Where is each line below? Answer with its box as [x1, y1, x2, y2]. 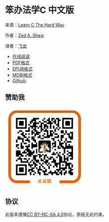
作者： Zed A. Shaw [5, 32, 44, 38]
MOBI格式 [12, 72, 33, 78]
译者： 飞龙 [5, 43, 27, 49]
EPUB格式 [12, 65, 33, 72]
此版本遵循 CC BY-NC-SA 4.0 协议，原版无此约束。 [5, 211, 107, 217]
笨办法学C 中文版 [5, 4, 74, 16]
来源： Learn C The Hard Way [5, 22, 65, 28]
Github [12, 77, 26, 83]
